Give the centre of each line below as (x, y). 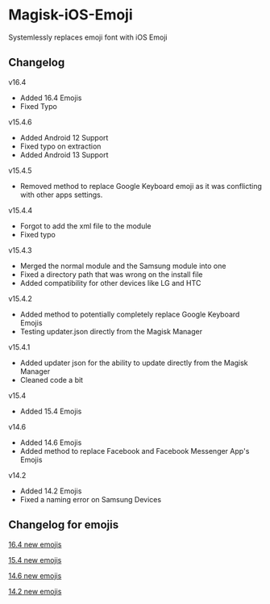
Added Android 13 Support (64, 154)
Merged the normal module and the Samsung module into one (123, 266)
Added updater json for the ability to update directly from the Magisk (134, 363)
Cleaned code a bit (51, 380)
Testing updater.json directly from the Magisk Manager (111, 331)
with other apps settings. (61, 195)
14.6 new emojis (35, 576)
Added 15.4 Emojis (51, 411)
